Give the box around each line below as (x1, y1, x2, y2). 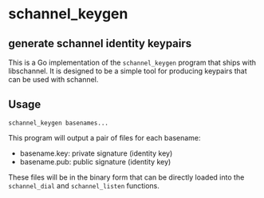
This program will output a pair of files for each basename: (8, 133, 201, 142)
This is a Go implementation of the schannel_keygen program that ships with (8, 57, 257, 67)
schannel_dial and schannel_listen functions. (8, 180, 160, 190)
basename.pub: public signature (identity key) (19, 156, 171, 166)
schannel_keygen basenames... (8, 119, 109, 127)
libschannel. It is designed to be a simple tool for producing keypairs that (8, 66, 247, 76)
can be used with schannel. (8, 75, 99, 84)
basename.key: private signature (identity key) (19, 148, 173, 158)
